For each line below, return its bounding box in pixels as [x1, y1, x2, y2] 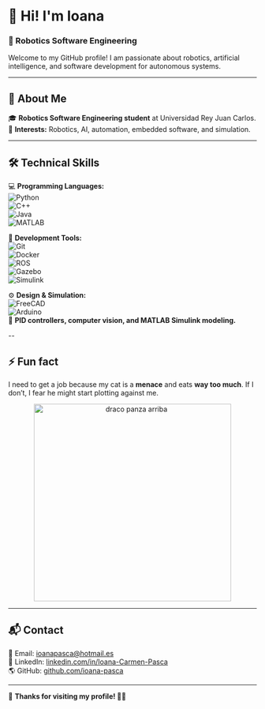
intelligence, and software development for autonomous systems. [8, 62, 221, 71]
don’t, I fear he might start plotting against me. [8, 388, 159, 397]
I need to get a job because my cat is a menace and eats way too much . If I [8, 379, 254, 389]
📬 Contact [8, 624, 64, 637]
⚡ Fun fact [8, 354, 59, 368]
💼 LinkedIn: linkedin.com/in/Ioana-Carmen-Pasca [8, 657, 168, 666]
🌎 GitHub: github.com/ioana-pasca [8, 666, 124, 675]
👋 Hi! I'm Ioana [8, 7, 105, 25]
